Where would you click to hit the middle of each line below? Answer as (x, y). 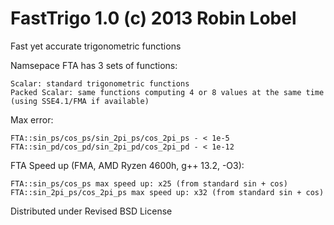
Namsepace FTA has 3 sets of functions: (94, 65)
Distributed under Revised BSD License (91, 211)
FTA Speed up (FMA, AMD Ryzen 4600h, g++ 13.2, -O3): (127, 165)
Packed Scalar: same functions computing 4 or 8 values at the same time (167, 92)
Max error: (32, 119)
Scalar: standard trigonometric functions (100, 83)
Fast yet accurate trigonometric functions (96, 46)
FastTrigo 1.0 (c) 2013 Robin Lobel (153, 18)
